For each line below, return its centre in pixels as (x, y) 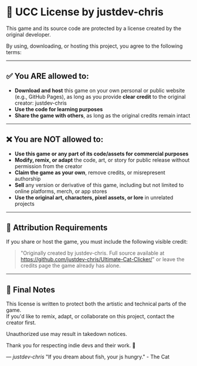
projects (25, 204)
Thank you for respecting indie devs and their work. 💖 (71, 345)
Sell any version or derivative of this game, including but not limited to (99, 185)
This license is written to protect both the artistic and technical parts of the (96, 304)
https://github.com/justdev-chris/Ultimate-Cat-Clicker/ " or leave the (102, 259)
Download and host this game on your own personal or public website (100, 90)
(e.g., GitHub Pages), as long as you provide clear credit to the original (100, 97)
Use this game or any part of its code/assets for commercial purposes (101, 154)
